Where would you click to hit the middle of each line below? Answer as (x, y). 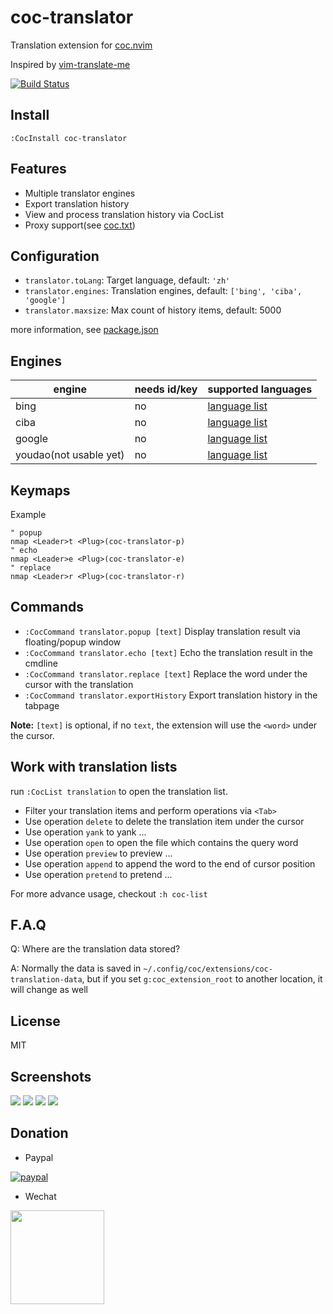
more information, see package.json (84, 330)
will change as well (49, 990)
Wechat (40, 1196)
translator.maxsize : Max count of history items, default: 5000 (153, 310)
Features (38, 169)
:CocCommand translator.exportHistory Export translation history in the (171, 695)
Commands (47, 607)
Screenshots (51, 1076)
